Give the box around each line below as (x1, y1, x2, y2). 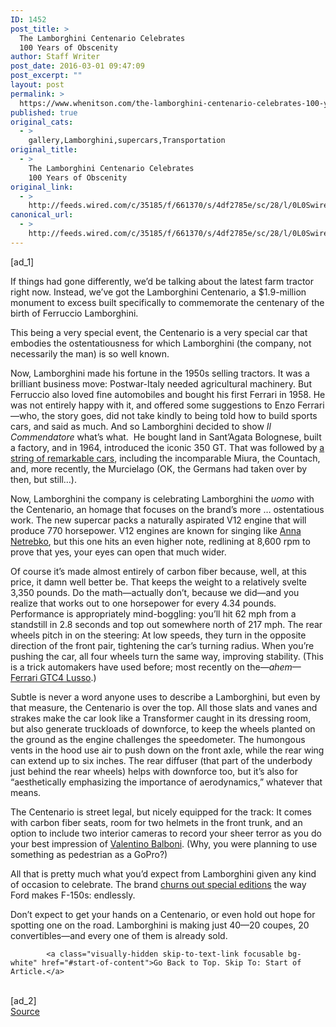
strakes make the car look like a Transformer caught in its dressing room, (10, 712, 312, 724)
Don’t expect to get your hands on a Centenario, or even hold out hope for (10, 908, 316, 920)
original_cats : (10, 117, 74, 127)
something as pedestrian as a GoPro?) (10, 848, 168, 860)
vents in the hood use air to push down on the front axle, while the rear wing (10, 744, 325, 756)
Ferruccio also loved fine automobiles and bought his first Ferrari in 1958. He (10, 388, 326, 400)
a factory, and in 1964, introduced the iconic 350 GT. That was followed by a (10, 441, 325, 453)
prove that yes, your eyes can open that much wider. (10, 546, 227, 558)
